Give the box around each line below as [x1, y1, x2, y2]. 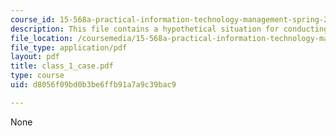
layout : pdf [10, 52, 60, 62]
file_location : [10, 33, 74, 43]
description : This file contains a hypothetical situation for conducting [10, 24, 329, 34]
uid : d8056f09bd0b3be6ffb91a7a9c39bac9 [10, 80, 177, 90]
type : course [10, 71, 65, 81]
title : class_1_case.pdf [10, 61, 114, 71]
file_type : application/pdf [10, 42, 128, 53]
